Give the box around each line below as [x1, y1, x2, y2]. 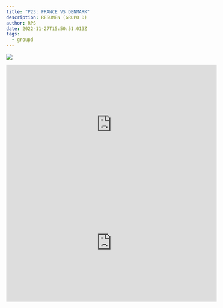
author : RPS [6, 20, 36, 26]
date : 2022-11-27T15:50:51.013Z [6, 25, 87, 32]
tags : [6, 31, 20, 37]
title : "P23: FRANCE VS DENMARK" [6, 8, 90, 15]
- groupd [11, 37, 34, 43]
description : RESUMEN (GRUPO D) [6, 14, 87, 20]
